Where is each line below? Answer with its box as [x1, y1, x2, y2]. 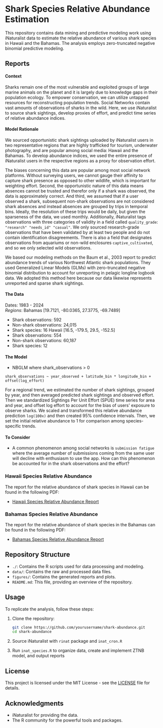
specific [5, 423, 21, 429]
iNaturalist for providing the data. [12, 712, 79, 718]
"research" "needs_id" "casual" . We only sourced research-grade [5, 224, 140, 230]
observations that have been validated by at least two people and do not [5, 229, 150, 235]
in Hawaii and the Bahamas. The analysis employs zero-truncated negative [5, 40, 155, 46]
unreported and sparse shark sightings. [5, 280, 84, 286]
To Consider [5, 434, 31, 440]
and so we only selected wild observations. [5, 245, 92, 250]
